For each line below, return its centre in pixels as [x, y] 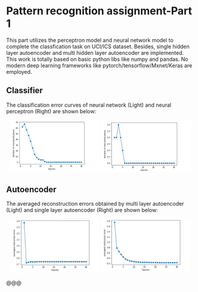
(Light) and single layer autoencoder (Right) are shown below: [82, 210]
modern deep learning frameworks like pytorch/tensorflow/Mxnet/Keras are [99, 65]
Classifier [24, 91]
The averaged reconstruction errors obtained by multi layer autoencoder [95, 204]
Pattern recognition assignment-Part [99, 11]
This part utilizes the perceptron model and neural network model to [90, 40]
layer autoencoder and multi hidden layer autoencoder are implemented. [95, 52]
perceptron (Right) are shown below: [51, 111]
